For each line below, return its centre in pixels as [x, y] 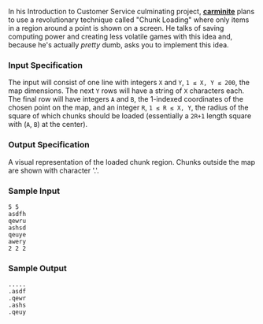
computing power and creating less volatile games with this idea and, [120, 36]
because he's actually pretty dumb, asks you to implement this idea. [119, 45]
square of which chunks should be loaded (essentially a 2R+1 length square [130, 116]
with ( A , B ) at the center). [48, 125]
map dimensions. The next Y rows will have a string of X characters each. [126, 91]
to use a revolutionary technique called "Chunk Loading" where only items [129, 20]
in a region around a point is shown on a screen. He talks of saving [116, 28]
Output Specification [49, 145]
